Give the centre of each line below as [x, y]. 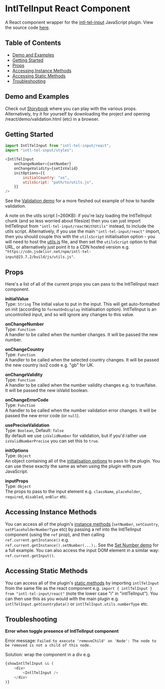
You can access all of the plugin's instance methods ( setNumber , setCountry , [82, 524]
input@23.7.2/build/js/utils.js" [39, 257]
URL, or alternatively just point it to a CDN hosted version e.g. [67, 247]
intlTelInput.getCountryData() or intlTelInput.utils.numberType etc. [77, 604]
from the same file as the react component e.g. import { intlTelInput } [79, 588]
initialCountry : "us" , [46, 178]
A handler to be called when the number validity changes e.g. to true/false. [81, 385]
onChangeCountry [25, 349]
